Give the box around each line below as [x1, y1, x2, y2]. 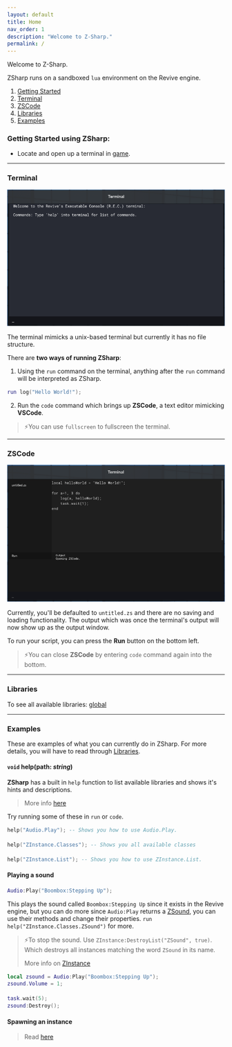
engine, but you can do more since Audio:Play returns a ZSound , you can [7, 907, 216, 915]
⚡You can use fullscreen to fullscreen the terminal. [23, 422, 171, 431]
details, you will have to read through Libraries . [7, 746, 141, 755]
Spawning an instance [7, 1017, 72, 1026]
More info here [23, 799, 67, 807]
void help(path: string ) [7, 762, 73, 771]
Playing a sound [7, 871, 54, 879]
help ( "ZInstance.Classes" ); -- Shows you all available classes [7, 841, 196, 848]
